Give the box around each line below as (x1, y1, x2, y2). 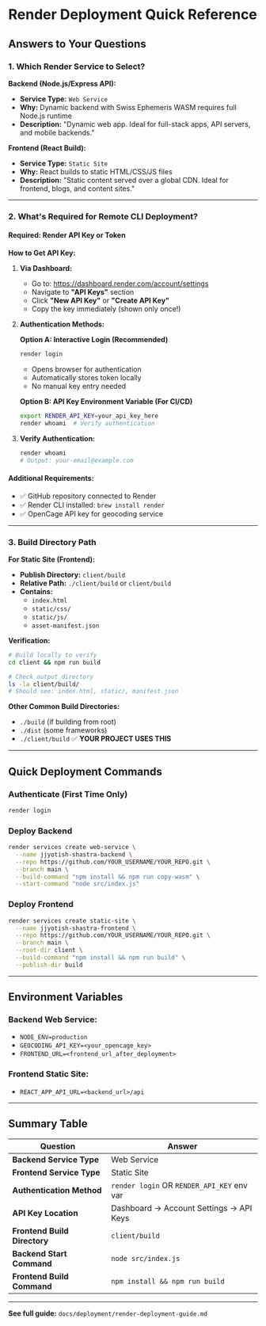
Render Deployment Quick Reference (8, 6, 257, 24)
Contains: (19, 586, 53, 596)
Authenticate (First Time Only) (8, 788, 128, 799)
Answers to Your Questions (8, 37, 146, 51)
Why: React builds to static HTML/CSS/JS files (19, 166, 173, 176)
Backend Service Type (12, 1154, 99, 1165)
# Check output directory (8, 673, 93, 680)
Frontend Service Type (12, 1167, 101, 1178)
